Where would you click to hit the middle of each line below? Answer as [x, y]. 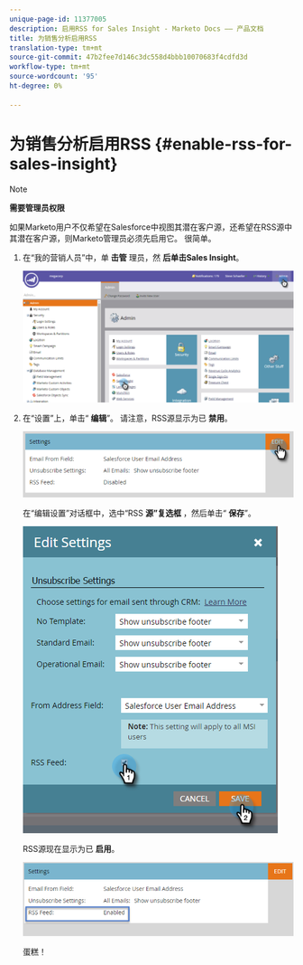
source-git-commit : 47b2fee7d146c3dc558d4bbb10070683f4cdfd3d [129, 57]
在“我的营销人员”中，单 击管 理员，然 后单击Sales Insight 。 [133, 257]
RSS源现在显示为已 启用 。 [71, 848]
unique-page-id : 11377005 [58, 19]
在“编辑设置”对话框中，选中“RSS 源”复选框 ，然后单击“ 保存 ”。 [139, 513]
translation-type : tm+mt [56, 48]
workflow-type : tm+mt [50, 67]
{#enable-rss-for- [224, 144]
